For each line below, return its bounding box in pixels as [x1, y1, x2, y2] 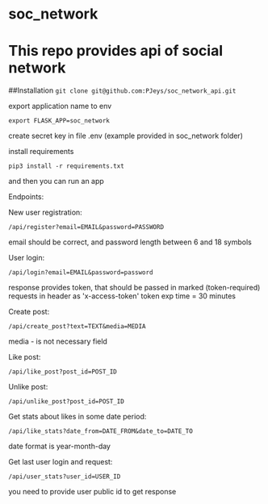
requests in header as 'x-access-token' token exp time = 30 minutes [8, 291, 237, 301]
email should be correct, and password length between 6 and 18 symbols [8, 237, 252, 247]
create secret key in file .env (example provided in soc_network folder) [8, 131, 244, 141]
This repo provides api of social [8, 42, 224, 60]
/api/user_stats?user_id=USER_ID [8, 473, 121, 481]
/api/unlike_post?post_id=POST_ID [8, 398, 125, 406]
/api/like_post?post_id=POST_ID [8, 368, 117, 376]
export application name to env [8, 102, 112, 111]
